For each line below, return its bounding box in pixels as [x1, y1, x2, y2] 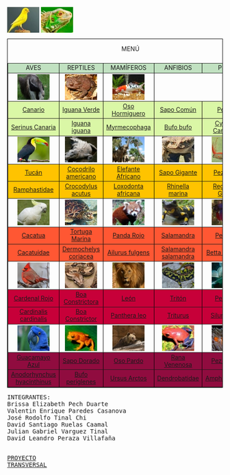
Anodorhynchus [11, 370, 56, 378]
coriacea [68, 252, 94, 260]
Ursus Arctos [110, 374, 147, 382]
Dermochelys [62, 244, 101, 253]
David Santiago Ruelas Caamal [7, 420, 109, 428]
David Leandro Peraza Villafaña [7, 434, 116, 442]
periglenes [66, 378, 97, 385]
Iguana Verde [62, 105, 101, 114]
